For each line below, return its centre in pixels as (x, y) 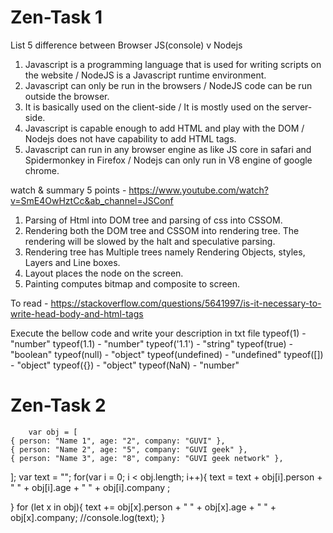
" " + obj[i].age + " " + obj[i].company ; (90, 487)
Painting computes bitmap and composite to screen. (132, 283)
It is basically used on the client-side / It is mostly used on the (152, 107)
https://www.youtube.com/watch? (198, 190)
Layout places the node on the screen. (104, 273)
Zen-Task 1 (56, 17)
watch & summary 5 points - (68, 190)
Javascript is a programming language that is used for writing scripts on (173, 64)
